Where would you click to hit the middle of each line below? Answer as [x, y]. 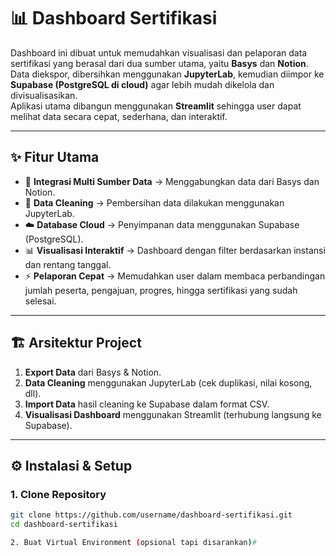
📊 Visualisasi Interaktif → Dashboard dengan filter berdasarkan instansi [175, 250]
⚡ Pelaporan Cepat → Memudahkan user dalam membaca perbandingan [175, 276]
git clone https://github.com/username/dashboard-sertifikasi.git [151, 515]
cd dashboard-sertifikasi [64, 525]
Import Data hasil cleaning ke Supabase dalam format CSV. [147, 404]
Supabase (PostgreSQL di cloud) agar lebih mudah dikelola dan [142, 84]
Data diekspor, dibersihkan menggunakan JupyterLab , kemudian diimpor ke [167, 74]
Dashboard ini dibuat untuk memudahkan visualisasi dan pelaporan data [159, 52]
